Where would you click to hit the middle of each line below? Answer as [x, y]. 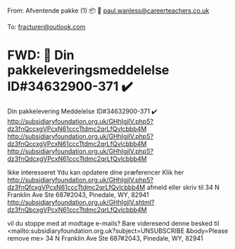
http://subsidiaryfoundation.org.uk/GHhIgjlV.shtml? [81, 202]
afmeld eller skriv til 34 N [183, 187]
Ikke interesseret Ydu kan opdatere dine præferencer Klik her [96, 172]
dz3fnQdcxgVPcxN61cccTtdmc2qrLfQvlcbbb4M [77, 158]
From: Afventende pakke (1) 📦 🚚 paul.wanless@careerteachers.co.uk [108, 11]
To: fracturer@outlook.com [46, 27]
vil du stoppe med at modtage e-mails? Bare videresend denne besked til [113, 223]
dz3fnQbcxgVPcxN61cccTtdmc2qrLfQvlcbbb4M [77, 210]
